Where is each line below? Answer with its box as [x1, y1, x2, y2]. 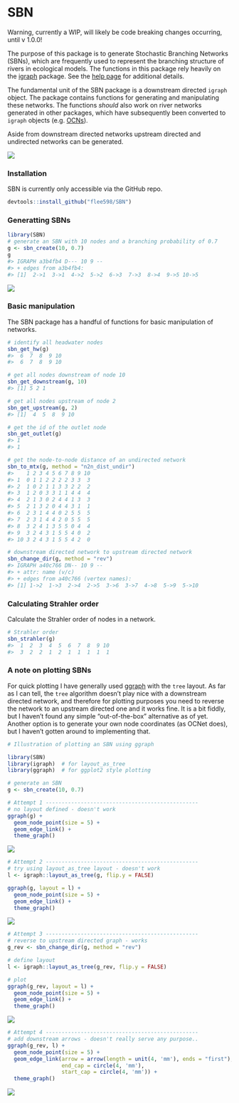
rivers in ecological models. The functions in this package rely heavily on [7, 64, 221, 73]
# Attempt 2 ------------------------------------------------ [7, 859, 199, 866]
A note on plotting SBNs [7, 665, 92, 675]
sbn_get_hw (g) [7, 345, 50, 352]
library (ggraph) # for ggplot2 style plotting [7, 767, 152, 774]
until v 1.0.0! [7, 35, 43, 43]
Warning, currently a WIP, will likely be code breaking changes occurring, [7, 28, 223, 36]
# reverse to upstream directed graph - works [7, 937, 148, 944]
